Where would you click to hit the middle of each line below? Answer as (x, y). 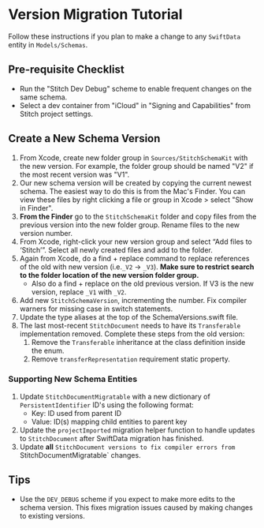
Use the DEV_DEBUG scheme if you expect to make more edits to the (127, 499)
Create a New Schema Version (84, 139)
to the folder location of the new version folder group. (109, 275)
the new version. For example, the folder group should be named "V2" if (136, 166)
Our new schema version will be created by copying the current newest (136, 182)
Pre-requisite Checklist (66, 70)
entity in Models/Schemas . (48, 44)
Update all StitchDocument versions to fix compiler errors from (127, 447)
